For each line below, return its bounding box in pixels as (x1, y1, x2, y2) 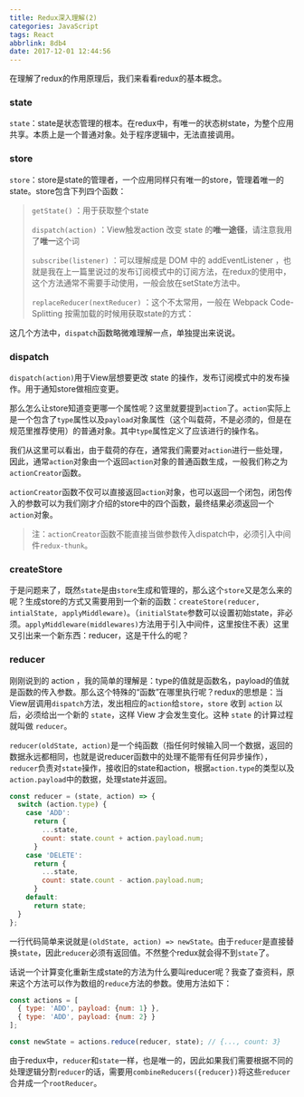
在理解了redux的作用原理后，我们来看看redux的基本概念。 (9, 73, 227, 84)
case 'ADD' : (25, 809, 71, 818)
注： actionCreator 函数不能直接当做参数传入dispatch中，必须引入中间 (31, 529, 291, 539)
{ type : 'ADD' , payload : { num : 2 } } (17, 1013, 156, 1022)
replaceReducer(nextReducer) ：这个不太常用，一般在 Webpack (31, 296, 269, 307)
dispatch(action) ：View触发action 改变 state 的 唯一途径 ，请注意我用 (31, 224, 292, 235)
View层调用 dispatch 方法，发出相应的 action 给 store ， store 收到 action (9, 697, 273, 708)
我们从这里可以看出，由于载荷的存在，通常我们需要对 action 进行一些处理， (9, 445, 288, 456)
